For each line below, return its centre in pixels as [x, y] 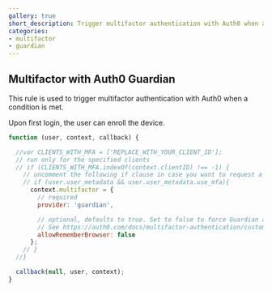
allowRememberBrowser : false [87, 235]
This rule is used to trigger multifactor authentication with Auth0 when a [128, 98]
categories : [28, 31]
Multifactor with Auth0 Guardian [92, 79]
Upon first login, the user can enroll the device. [87, 122]
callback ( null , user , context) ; [70, 272]
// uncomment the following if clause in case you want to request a [143, 175]
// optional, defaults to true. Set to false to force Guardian [148, 220]
